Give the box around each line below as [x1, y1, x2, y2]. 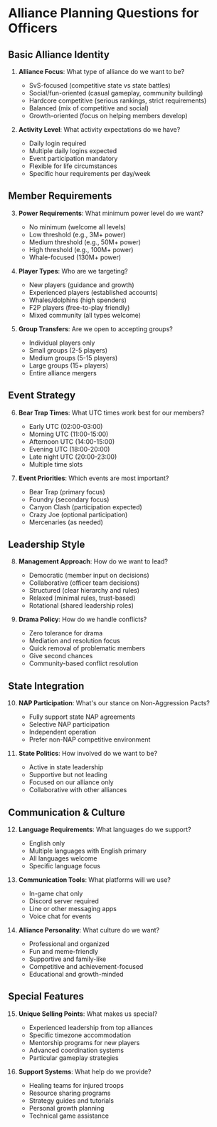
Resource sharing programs [28, 1089, 111, 1097]
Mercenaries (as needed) [28, 518, 104, 526]
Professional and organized [28, 940, 110, 948]
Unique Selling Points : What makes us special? [18, 1009, 158, 1018]
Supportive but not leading [28, 771, 107, 779]
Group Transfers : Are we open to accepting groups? [18, 324, 173, 333]
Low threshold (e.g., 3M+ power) [28, 230, 126, 239]
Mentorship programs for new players [28, 1038, 140, 1046]
